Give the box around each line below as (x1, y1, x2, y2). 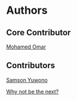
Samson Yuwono (6, 76, 48, 84)
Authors (6, 4, 48, 17)
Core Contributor (6, 27, 71, 38)
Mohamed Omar (6, 43, 47, 50)
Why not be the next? (6, 88, 59, 95)
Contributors (6, 60, 56, 71)
